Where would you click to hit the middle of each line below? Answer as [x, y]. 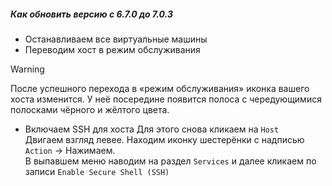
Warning [27, 69]
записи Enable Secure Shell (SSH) [97, 171]
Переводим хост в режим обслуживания [112, 49]
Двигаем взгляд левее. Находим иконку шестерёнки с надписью [164, 139]
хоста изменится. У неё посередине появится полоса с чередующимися [166, 99]
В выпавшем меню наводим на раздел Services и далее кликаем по [170, 161]
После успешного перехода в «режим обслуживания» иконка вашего [160, 88]
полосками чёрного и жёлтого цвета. [90, 109]
